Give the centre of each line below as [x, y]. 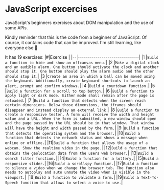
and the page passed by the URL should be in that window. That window [80, 123]
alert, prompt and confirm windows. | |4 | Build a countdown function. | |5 [80, 85]
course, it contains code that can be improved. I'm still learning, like [73, 42]
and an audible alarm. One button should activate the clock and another [82, 67]
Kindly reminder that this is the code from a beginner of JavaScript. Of [76, 37]
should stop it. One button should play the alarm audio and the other [80, 71]
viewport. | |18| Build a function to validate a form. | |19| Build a [72, 177]
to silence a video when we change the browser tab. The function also [80, 168]
